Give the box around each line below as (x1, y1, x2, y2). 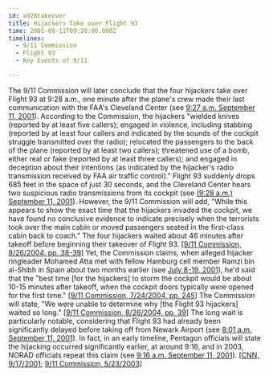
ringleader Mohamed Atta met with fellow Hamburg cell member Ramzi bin (8, 256, 255, 266)
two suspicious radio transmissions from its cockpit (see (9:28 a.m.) (8, 188, 233, 198)
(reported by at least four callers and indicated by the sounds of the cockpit (8, 128, 259, 137)
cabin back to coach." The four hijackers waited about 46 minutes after (8, 231, 243, 240)
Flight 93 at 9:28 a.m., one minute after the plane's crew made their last (8, 94, 245, 104)
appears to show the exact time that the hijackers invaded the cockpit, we (8, 205, 253, 215)
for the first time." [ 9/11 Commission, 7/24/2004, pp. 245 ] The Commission (8, 290, 255, 300)
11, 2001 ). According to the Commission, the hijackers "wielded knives (8, 111, 239, 121)
